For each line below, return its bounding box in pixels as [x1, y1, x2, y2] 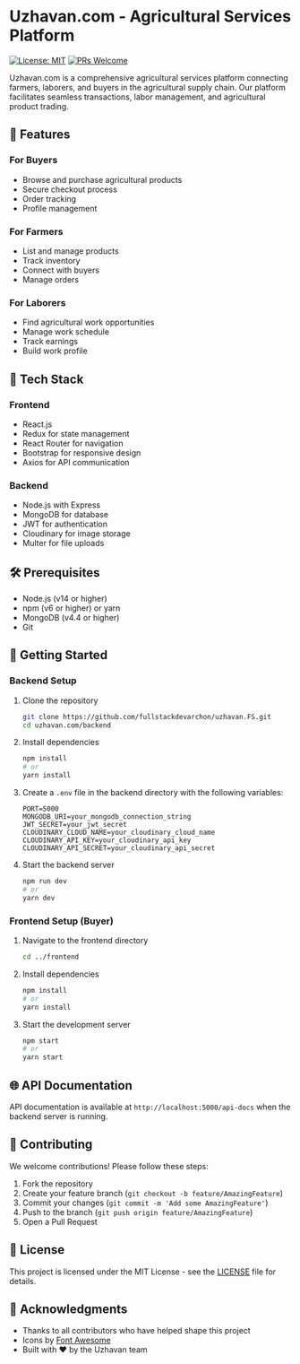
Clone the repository [21, 695, 99, 706]
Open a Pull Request [21, 1216, 99, 1227]
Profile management [21, 203, 98, 213]
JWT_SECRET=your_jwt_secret [21, 821, 127, 830]
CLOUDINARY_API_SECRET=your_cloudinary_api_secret [21, 844, 216, 853]
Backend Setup [9, 674, 78, 687]
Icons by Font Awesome [21, 1334, 111, 1346]
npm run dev [21, 877, 67, 886]
